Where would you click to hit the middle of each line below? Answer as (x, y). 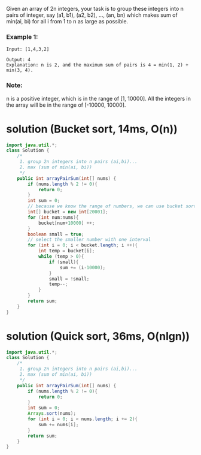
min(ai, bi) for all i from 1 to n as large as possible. (67, 21)
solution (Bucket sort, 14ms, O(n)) (92, 129)
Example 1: (22, 37)
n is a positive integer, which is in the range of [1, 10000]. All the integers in (99, 98)
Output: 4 (19, 60)
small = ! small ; (69, 279)
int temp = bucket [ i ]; (66, 251)
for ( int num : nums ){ (53, 217)
